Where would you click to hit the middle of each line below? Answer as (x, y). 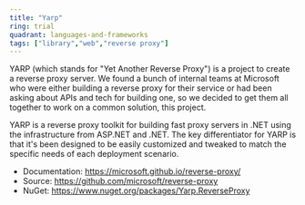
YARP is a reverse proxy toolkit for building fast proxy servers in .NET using (150, 125)
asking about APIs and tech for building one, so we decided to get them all (149, 98)
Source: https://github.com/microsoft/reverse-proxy (120, 181)
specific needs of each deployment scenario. (94, 154)
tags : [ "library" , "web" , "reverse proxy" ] (89, 43)
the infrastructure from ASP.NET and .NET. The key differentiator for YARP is (153, 135)
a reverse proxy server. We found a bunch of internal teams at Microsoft (144, 79)
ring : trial (32, 26)
